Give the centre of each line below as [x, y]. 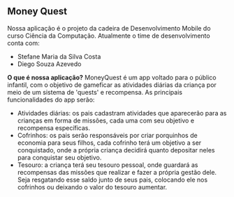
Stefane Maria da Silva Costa [59, 56]
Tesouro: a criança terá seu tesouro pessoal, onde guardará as [108, 165]
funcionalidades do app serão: [51, 100]
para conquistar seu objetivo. [59, 157]
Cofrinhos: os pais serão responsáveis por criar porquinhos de [107, 135]
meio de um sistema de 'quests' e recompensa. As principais [95, 92]
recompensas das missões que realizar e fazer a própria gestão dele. [117, 172]
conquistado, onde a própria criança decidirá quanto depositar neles [116, 150]
